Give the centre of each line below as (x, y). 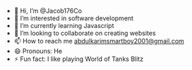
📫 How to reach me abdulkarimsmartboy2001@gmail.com (99, 41)
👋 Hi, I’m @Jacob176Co (48, 11)
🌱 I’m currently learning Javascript (64, 26)
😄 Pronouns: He (38, 51)
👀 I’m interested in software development (74, 18)
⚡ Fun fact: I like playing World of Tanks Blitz (78, 59)
